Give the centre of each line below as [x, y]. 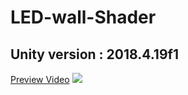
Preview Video [40, 79]
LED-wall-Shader [83, 17]
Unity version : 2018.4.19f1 [94, 54]
